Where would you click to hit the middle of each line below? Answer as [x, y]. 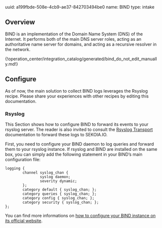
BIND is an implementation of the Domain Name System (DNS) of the [74, 34]
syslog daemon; [55, 177]
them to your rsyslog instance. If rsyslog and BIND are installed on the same [81, 149]
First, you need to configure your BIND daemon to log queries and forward [80, 144]
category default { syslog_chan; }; [60, 189]
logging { [15, 168]
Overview [20, 22]
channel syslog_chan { [45, 172]
